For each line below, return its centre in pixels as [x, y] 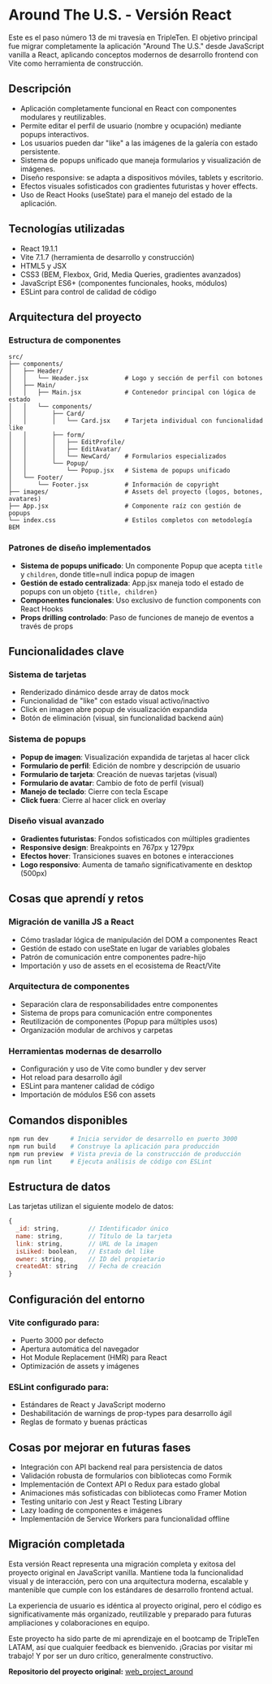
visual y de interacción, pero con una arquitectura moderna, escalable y [129, 1581]
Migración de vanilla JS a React [71, 922]
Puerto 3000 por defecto [62, 1340]
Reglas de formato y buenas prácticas [84, 1422]
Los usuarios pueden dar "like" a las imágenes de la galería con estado [139, 143]
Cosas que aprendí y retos [76, 899]
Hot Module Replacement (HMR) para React [94, 1357]
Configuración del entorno [77, 1300]
